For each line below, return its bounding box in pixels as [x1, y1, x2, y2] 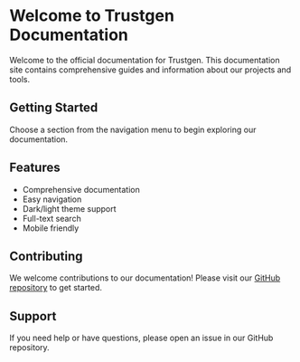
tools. [9, 73, 31, 84]
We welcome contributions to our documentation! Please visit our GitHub [9, 272, 281, 283]
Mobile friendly [22, 223, 80, 233]
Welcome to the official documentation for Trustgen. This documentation [9, 54, 280, 65]
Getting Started [9, 100, 98, 116]
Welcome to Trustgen [9, 5, 174, 26]
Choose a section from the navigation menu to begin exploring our [9, 124, 257, 135]
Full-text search [22, 213, 81, 224]
